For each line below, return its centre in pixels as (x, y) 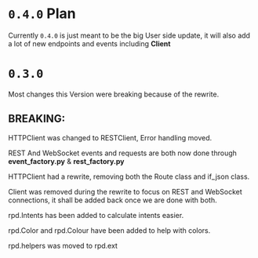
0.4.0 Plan (42, 14)
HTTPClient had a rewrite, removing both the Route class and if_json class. (129, 176)
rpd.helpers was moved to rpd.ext (63, 245)
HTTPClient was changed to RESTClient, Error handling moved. (110, 137)
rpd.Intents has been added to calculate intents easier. (96, 215)
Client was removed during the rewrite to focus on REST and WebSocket (125, 191)
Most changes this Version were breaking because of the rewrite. (114, 94)
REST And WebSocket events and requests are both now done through (123, 153)
